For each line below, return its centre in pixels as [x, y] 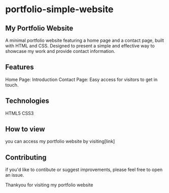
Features [20, 67]
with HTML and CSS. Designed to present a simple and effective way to [80, 46]
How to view [25, 129]
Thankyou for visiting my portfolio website [49, 185]
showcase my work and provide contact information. [60, 51]
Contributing [26, 157]
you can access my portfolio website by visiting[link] [60, 142]
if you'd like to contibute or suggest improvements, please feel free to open [84, 170]
